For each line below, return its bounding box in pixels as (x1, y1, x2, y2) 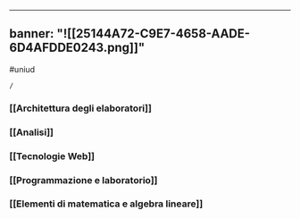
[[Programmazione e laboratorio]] (9, 173, 158, 186)
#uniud (9, 63, 36, 74)
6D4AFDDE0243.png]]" (9, 40, 146, 55)
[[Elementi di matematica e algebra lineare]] (9, 198, 204, 210)
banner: (9, 26, 54, 41)
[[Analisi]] (9, 126, 54, 139)
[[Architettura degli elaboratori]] (9, 102, 152, 114)
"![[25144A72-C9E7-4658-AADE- (56, 26, 251, 41)
